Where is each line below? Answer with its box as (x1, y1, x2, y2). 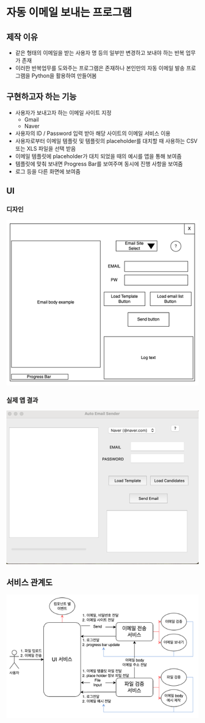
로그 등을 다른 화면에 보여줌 (15, 167, 81, 175)
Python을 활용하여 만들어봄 (31, 72, 97, 79)
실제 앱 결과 (6, 396, 38, 404)
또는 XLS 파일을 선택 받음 (15, 145, 76, 152)
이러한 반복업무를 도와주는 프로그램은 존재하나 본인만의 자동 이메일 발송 (15, 65, 185, 71)
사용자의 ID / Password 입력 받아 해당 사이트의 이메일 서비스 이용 (15, 129, 171, 137)
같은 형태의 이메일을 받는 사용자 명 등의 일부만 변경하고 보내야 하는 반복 (15, 49, 185, 56)
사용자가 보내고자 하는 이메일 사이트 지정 (15, 109, 112, 116)
